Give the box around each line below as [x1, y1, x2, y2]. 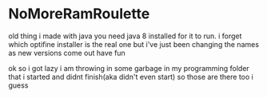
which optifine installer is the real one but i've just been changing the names [8, 39, 260, 49]
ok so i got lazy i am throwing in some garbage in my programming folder [8, 63, 249, 73]
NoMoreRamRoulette [8, 5, 150, 23]
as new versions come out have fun [8, 48, 126, 57]
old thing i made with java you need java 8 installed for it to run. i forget [8, 31, 242, 41]
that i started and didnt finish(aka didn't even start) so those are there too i [8, 72, 253, 81]
